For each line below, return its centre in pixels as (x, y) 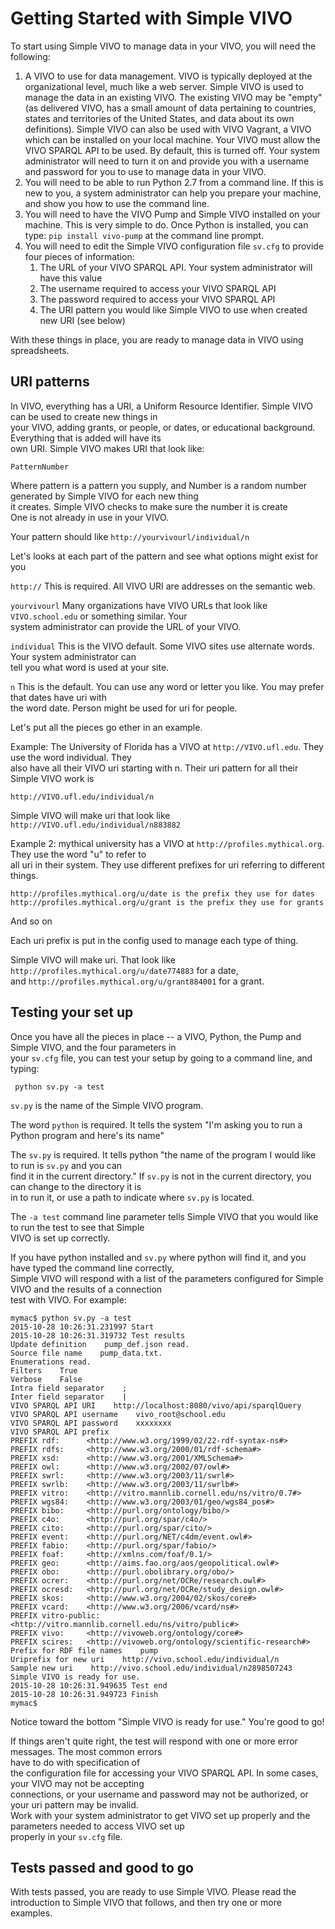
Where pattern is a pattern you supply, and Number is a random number (159, 485)
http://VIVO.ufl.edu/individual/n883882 (96, 825)
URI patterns (50, 382)
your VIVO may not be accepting (77, 1783)
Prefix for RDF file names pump (84, 1650)
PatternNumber (40, 467)
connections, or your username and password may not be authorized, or (159, 1794)
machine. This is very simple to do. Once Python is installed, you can (166, 224)
